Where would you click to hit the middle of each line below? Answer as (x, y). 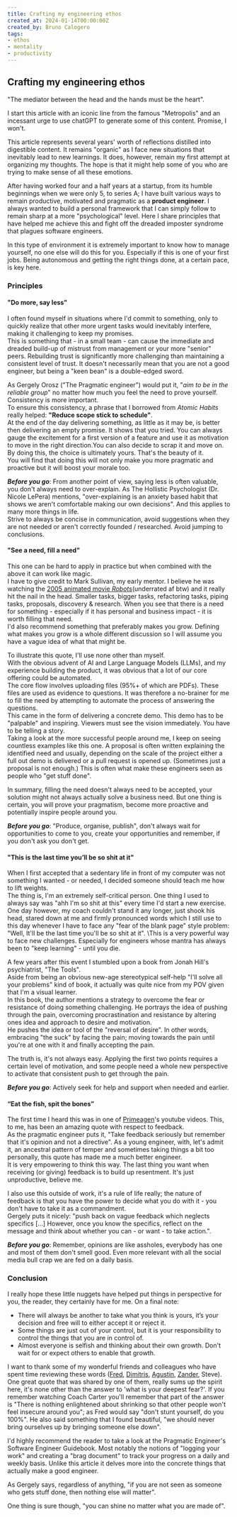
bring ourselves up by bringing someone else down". (84, 1427)
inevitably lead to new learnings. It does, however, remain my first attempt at (118, 157)
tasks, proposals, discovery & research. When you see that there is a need (116, 604)
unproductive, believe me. (45, 1180)
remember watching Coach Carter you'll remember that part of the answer (116, 1396)
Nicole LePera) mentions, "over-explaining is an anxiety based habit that (112, 496)
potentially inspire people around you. (63, 812)
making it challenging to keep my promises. (71, 333)
